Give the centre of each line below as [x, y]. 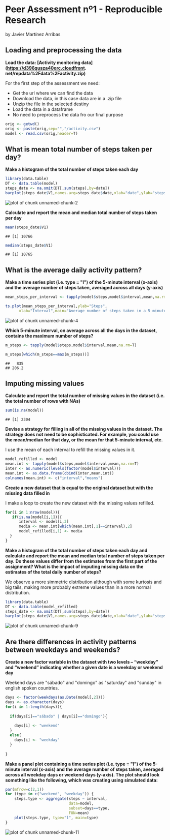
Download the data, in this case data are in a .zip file [67, 98]
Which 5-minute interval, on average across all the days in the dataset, [81, 330]
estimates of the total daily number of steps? [53, 572]
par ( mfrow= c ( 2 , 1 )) [25, 789]
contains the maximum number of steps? [49, 336]
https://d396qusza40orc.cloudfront [46, 68]
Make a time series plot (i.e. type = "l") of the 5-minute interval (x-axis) [81, 282]
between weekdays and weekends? [63, 650]
